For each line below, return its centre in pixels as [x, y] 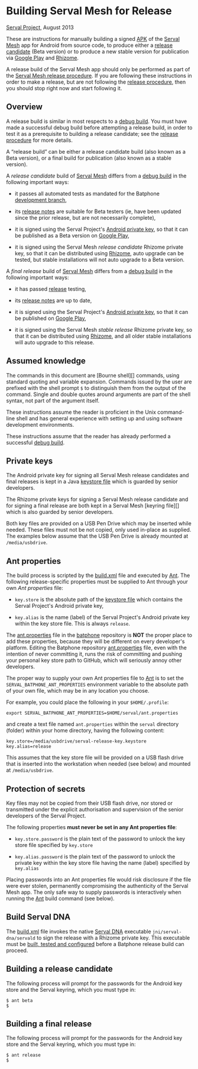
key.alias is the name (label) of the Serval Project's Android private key [102, 617]
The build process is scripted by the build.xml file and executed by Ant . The [98, 575]
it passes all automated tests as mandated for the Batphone [87, 194]
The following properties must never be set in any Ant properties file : [92, 827]
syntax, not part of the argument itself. [53, 400]
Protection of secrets [46, 789]
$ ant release [24, 1055]
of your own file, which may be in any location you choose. [78, 691]
